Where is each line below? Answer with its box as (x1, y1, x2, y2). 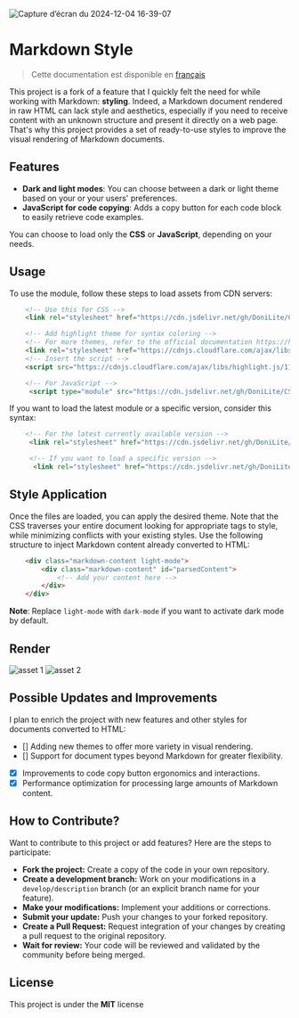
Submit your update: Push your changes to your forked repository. (21, 911, 269, 922)
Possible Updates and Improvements (9, 691, 218, 706)
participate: (9, 847, 52, 858)
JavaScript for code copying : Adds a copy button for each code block (21, 201, 282, 213)
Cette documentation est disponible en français (30, 69, 206, 79)
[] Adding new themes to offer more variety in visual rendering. (21, 741, 254, 751)
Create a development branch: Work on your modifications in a (21, 874, 256, 884)
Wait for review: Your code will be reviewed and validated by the (21, 940, 261, 950)
